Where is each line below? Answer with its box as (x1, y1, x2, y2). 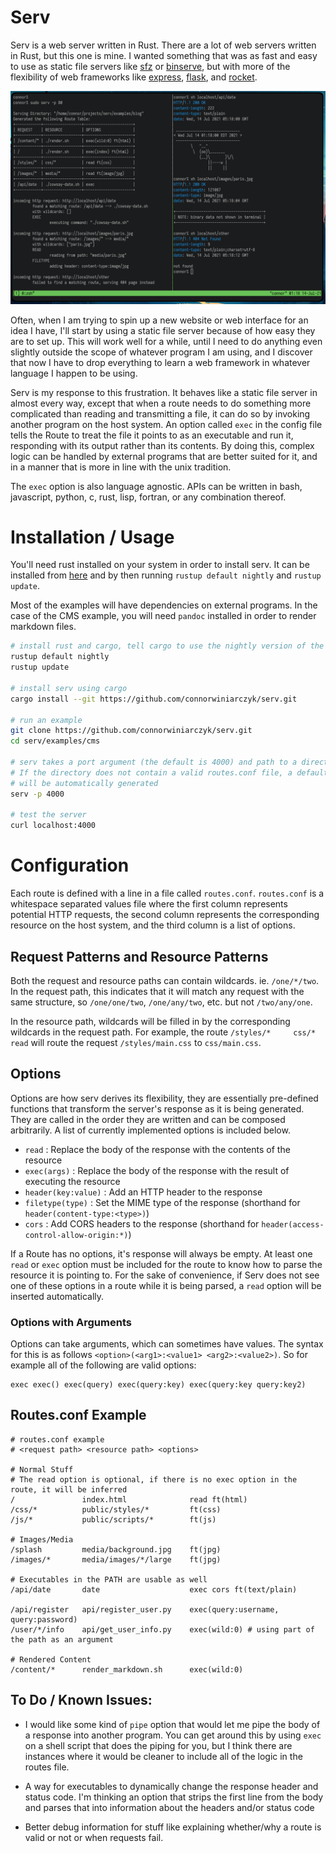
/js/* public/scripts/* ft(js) (10, 1514, 217, 1525)
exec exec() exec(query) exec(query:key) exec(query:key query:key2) (10, 1380, 307, 1390)
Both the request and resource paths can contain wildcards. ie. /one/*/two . (10, 974, 320, 986)
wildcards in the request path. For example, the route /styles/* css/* (10, 1026, 317, 1038)
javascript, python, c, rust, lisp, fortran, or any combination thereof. (10, 491, 287, 503)
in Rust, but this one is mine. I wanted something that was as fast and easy (10, 49, 318, 61)
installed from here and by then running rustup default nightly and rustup (10, 569, 322, 581)
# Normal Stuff (10, 1464, 74, 1475)
